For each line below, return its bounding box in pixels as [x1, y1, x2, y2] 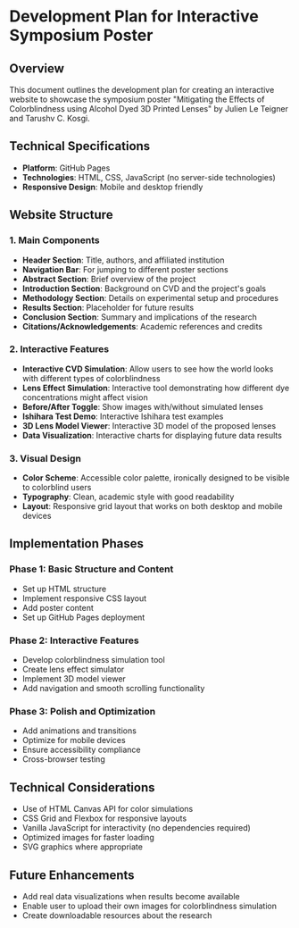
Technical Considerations [9, 780, 155, 795]
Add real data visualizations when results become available [21, 891, 240, 901]
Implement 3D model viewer [21, 673, 127, 684]
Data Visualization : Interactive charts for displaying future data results [21, 430, 283, 440]
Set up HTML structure [21, 583, 107, 594]
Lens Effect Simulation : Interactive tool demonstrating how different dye [21, 382, 290, 393]
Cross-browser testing [21, 754, 105, 765]
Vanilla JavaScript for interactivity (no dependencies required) [21, 823, 252, 833]
